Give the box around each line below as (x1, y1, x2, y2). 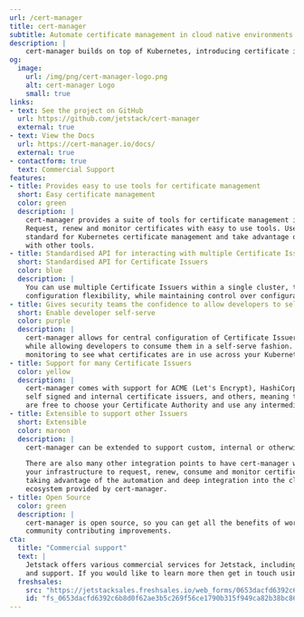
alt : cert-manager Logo (25, 81, 116, 90)
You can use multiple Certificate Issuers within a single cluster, (25, 283, 290, 292)
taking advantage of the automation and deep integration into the (25, 477, 285, 486)
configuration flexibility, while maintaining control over (25, 291, 257, 300)
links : (9, 97, 34, 107)
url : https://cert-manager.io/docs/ (17, 140, 156, 149)
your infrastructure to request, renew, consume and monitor (25, 468, 261, 477)
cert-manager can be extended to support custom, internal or (25, 443, 265, 452)
